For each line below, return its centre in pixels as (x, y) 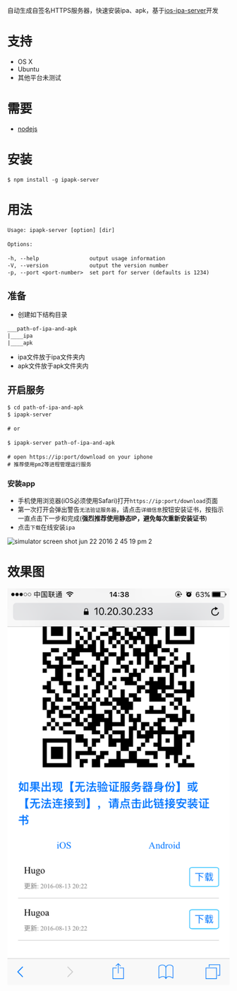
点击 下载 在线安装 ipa (46, 527)
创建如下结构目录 (42, 314)
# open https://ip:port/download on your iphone (80, 457)
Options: (20, 244)
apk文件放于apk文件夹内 (53, 366)
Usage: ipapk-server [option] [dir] (61, 230)
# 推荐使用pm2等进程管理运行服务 (49, 465)
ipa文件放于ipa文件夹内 (51, 357)
